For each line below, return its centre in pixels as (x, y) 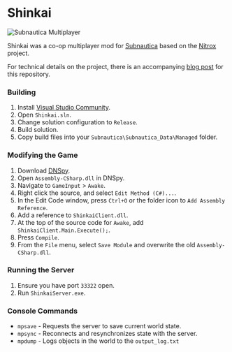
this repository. (29, 74)
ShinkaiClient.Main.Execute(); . (64, 230)
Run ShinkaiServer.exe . (51, 293)
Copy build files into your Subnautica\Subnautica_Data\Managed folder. (117, 137)
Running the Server (41, 270)
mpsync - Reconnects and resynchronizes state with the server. (107, 334)
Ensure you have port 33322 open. (66, 285)
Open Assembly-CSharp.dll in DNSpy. (71, 178)
